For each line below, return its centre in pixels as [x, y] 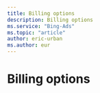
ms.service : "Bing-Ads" [41, 26]
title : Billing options [41, 13]
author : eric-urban [35, 39]
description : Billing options [50, 20]
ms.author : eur [29, 45]
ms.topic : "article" [37, 32]
